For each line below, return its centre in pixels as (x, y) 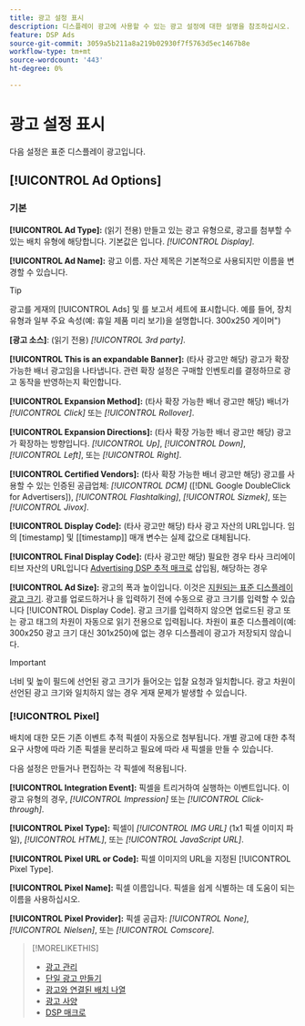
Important (28, 662)
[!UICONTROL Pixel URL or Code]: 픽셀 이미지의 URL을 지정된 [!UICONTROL (150, 858)
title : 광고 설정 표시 (47, 18)
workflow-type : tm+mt (51, 52)
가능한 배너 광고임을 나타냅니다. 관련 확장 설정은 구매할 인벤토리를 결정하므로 (146, 371)
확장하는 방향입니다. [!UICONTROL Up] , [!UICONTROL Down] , (132, 443)
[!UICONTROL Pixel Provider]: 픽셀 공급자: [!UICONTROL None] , (129, 918)
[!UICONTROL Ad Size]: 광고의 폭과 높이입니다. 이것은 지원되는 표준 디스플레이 (152, 587)
